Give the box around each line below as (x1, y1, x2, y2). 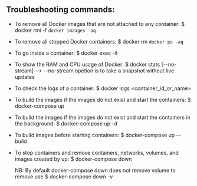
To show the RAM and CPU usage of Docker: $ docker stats (14, 61, 160, 68)
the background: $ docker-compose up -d (14, 120, 118, 127)
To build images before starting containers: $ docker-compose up (14, 131, 175, 138)
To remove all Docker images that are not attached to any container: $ (14, 20, 185, 27)
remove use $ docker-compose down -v (14, 173, 113, 180)
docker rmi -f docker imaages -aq (14, 26, 96, 34)
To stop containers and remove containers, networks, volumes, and (14, 149, 179, 156)
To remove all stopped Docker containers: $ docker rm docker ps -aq (14, 38, 184, 45)
